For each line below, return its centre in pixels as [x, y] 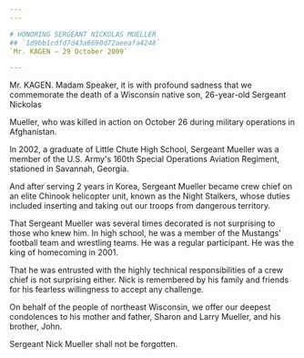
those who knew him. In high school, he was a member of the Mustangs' [146, 233]
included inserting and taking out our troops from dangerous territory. [140, 206]
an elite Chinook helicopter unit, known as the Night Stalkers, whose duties [150, 196]
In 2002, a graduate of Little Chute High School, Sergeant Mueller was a [144, 149]
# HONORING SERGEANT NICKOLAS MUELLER [83, 34]
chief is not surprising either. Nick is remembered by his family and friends [149, 280]
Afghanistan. [33, 132]
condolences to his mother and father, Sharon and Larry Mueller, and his [145, 317]
